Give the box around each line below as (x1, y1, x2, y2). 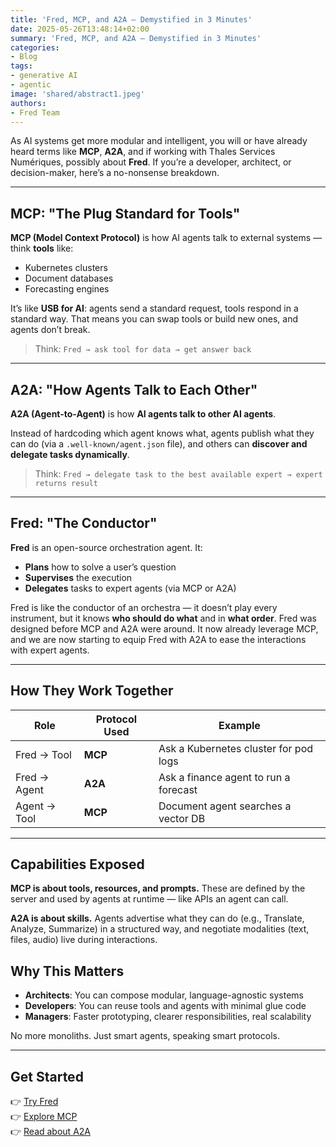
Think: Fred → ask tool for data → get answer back (34, 343, 252, 355)
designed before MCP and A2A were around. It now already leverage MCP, (10, 622, 319, 635)
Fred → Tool (15, 747, 72, 761)
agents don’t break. (10, 324, 91, 336)
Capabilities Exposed (10, 856, 145, 873)
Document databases (24, 272, 114, 285)
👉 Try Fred (10, 1096, 59, 1108)
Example (218, 718, 261, 732)
